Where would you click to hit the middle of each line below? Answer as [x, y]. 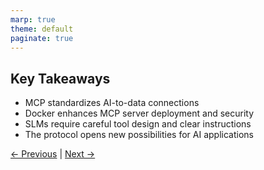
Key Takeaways [60, 78]
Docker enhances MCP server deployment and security [139, 113]
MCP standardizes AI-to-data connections [112, 103]
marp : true [33, 19]
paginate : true [42, 38]
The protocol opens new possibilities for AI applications [139, 135]
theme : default [42, 29]
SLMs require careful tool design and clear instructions [138, 124]
